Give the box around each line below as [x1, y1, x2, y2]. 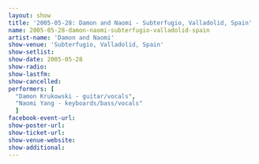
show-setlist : [8, 48, 55, 56]
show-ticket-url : [8, 129, 66, 136]
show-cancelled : [8, 77, 62, 85]
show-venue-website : [8, 136, 77, 144]
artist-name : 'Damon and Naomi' [8, 33, 114, 42]
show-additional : [8, 143, 66, 151]
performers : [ [8, 84, 55, 93]
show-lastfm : [8, 70, 51, 78]
